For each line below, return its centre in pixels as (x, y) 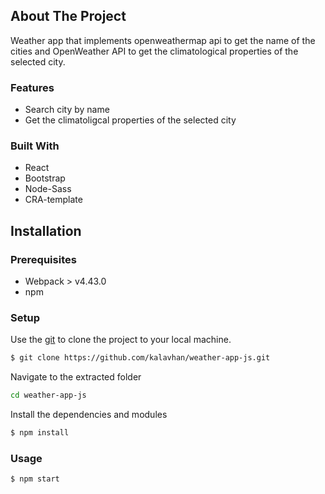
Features (32, 87)
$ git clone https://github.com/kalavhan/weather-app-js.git (140, 358)
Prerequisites (43, 259)
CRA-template (53, 200)
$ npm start (35, 479)
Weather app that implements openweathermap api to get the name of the (163, 40)
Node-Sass (48, 189)
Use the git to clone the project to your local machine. (121, 340)
